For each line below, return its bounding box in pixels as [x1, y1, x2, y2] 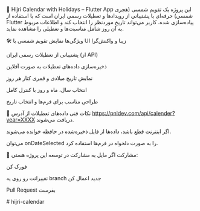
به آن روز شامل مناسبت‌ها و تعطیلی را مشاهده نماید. [6, 25, 124, 32]
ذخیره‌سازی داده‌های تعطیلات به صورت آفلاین [6, 63, 107, 70]
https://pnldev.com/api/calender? [92, 109, 175, 117]
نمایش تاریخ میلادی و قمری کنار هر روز [6, 74, 93, 82]
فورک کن [6, 163, 27, 170]
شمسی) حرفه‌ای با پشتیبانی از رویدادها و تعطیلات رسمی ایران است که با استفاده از [6, 12, 193, 19]
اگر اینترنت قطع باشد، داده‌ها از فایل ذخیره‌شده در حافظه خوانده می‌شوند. [6, 128, 171, 135]
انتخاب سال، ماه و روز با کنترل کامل [6, 86, 88, 93]
